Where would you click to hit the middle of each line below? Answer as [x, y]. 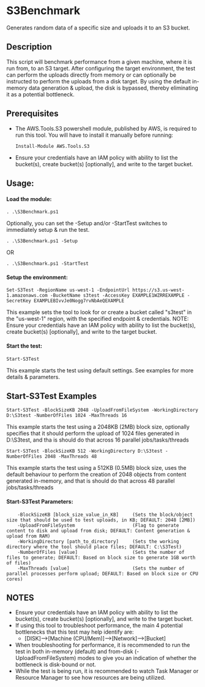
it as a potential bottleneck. [40, 94]
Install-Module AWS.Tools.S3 [52, 146]
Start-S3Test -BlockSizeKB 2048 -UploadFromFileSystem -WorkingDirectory [102, 410]
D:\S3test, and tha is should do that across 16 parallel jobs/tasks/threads [98, 440]
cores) [15, 579]
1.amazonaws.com [27, 296]
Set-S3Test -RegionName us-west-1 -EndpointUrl [68, 290]
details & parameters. [33, 377]
